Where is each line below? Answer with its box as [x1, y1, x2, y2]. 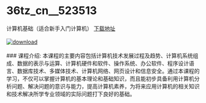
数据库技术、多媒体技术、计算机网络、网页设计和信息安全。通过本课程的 [17, 67, 200, 74]
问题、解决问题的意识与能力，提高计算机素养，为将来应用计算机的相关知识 [11, 82, 200, 90]
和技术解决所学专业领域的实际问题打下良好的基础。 [6, 90, 135, 97]
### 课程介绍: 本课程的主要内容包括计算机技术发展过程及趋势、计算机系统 [6, 51, 193, 59]
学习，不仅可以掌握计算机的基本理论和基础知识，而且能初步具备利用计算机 [6, 75, 194, 82]
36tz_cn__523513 [6, 4, 97, 18]
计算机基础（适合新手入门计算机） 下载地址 [6, 25, 115, 32]
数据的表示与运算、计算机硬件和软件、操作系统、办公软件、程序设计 [17, 59, 189, 67]
